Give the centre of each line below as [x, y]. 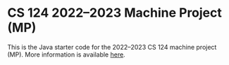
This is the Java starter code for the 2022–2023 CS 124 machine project [112, 47]
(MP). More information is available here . [66, 55]
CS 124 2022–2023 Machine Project [114, 13]
